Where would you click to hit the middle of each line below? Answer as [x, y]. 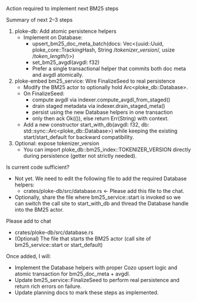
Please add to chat [29, 221]
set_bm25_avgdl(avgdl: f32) [66, 62]
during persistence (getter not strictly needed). [80, 156]
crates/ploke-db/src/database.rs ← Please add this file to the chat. [104, 191]
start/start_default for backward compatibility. [79, 137]
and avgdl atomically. [58, 75]
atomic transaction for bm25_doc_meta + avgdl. [72, 274]
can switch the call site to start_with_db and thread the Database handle [101, 203]
